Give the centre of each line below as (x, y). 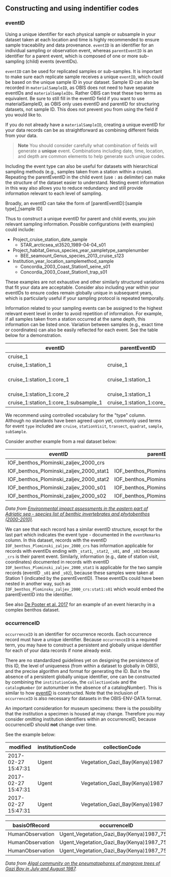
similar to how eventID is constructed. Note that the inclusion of (72, 693)
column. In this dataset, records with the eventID (56, 540)
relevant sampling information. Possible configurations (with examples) (80, 224)
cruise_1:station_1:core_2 (39, 394)
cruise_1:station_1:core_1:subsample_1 (55, 402)
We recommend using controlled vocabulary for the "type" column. (76, 415)
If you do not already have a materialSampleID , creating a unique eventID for (85, 124)
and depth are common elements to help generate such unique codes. (91, 156)
